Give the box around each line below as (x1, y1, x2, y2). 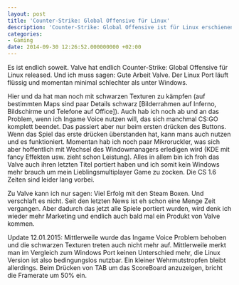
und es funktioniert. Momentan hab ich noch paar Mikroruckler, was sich (7, 138, 221, 146)
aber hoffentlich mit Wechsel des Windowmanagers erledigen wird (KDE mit (7, 145, 230, 153)
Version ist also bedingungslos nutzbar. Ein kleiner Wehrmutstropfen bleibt (7, 256, 226, 264)
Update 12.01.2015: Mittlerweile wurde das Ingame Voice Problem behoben (7, 233, 227, 242)
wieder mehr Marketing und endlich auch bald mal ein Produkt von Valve (7, 212, 221, 220)
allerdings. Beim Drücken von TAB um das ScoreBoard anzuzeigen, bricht (7, 264, 223, 271)
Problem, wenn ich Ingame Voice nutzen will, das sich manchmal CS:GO (7, 115, 218, 123)
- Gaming (7, 37, 33, 44)
